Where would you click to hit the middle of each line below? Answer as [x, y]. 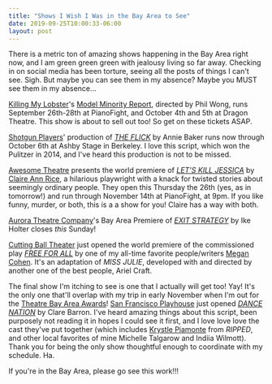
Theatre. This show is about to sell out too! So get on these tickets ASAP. [131, 122]
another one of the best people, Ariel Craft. [80, 271]
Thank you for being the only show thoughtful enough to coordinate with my [136, 347]
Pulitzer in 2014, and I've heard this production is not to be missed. [120, 154]
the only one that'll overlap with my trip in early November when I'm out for [134, 295]
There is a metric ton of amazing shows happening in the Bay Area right [129, 54]
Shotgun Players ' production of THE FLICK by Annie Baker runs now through [136, 137]
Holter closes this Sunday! [52, 229]
